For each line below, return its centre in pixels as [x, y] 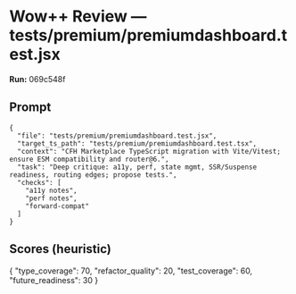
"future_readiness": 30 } [54, 280]
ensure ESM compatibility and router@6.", [89, 159]
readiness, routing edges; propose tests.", [93, 175]
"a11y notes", [51, 190]
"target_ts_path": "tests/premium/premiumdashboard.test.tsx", [137, 143]
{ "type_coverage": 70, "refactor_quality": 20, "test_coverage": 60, [131, 271]
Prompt [30, 108]
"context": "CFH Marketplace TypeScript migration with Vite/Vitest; [149, 151]
